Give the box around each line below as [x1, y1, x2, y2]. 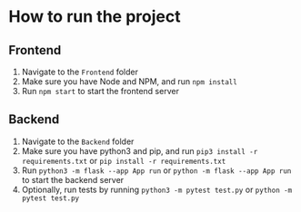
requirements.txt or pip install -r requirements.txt [21, 155, 226, 166]
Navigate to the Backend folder [21, 136, 135, 147]
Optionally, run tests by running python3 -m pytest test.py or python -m [21, 184, 293, 195]
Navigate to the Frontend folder [21, 66, 138, 77]
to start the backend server [21, 174, 125, 185]
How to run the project [8, 6, 181, 27]
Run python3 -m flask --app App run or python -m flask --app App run [21, 165, 292, 176]
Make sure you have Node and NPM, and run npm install [21, 76, 237, 87]
